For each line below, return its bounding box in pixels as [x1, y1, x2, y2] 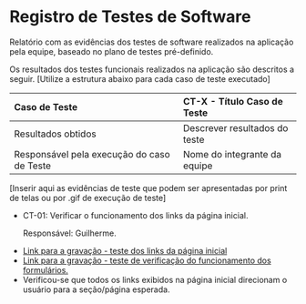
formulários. [22, 264, 68, 275]
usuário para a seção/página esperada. [22, 284, 170, 295]
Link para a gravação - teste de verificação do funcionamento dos [22, 255, 271, 266]
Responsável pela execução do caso [14, 147, 170, 160]
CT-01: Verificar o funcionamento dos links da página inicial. [22, 209, 249, 220]
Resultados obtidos [14, 127, 97, 140]
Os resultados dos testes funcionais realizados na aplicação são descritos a [9, 64, 294, 75]
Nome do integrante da [182, 147, 282, 160]
